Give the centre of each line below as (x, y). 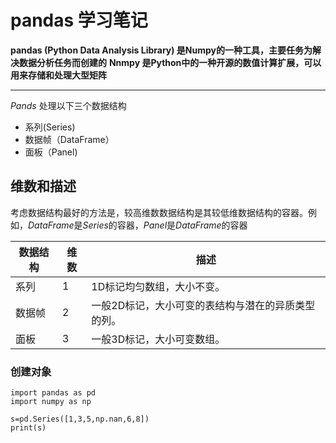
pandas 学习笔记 (79, 20)
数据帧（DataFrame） (69, 139)
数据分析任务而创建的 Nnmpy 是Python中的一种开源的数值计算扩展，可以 (170, 62)
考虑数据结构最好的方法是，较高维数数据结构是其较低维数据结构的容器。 (159, 212)
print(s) (28, 428)
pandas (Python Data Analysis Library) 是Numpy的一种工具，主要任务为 (161, 50)
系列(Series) (50, 127)
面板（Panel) (51, 152)
